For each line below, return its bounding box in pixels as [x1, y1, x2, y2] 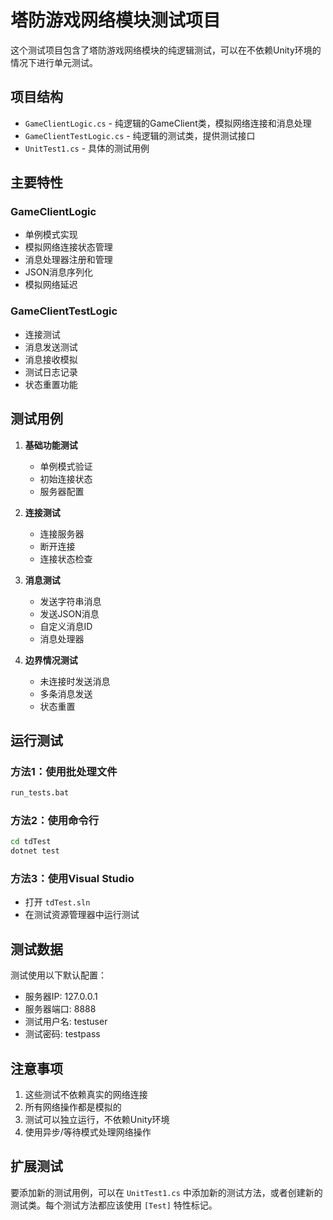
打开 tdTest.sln [24, 896, 91, 908]
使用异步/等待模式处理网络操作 [24, 1126, 152, 1138]
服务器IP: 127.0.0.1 [24, 991, 98, 1003]
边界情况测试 [24, 654, 78, 666]
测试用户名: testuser [24, 1016, 108, 1028]
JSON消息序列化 [24, 266, 94, 278]
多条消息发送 [39, 687, 93, 700]
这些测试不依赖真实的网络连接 [24, 1089, 148, 1101]
